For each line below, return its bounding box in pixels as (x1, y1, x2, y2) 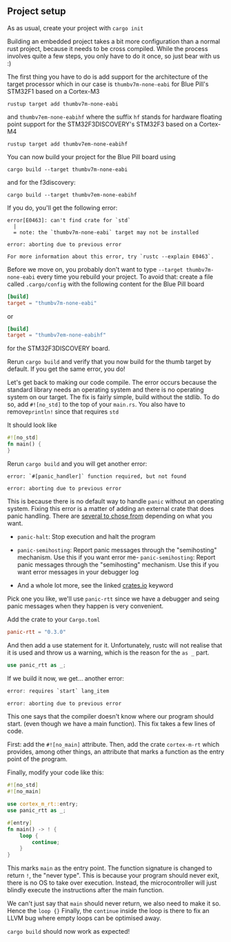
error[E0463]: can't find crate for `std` (7, 217, 131, 223)
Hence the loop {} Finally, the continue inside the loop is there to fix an (7, 907, 210, 915)
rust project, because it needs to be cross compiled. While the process (7, 44, 208, 52)
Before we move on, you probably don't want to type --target (7, 265, 183, 273)
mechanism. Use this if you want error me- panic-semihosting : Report (17, 553, 216, 561)
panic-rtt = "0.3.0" (7, 628, 67, 635)
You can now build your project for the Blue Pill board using (7, 152, 176, 161)
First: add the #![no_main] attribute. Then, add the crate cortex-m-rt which (7, 741, 220, 749)
